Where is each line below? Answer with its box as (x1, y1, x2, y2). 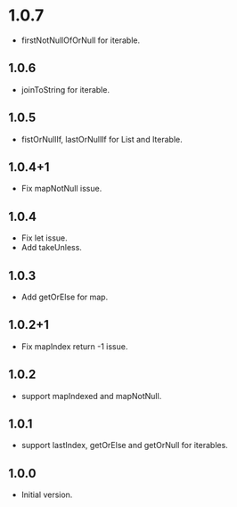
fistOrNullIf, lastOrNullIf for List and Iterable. (20, 134, 184, 144)
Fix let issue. (20, 233, 68, 243)
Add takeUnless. (20, 242, 82, 253)
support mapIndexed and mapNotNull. (20, 390, 162, 401)
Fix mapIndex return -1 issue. (20, 340, 128, 352)
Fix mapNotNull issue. (20, 184, 102, 194)
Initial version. (20, 489, 73, 500)
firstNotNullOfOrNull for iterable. (20, 35, 141, 45)
